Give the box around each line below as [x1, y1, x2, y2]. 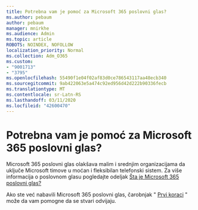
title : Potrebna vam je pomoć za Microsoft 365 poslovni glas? [6, 8, 167, 15]
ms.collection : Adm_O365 [6, 53, 68, 59]
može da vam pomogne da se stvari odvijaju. [6, 198, 116, 205]
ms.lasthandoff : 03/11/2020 [6, 97, 76, 103]
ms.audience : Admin [6, 31, 55, 37]
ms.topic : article [6, 36, 52, 42]
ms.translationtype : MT [6, 86, 66, 92]
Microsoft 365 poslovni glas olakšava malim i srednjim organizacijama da [6, 161, 185, 168]
